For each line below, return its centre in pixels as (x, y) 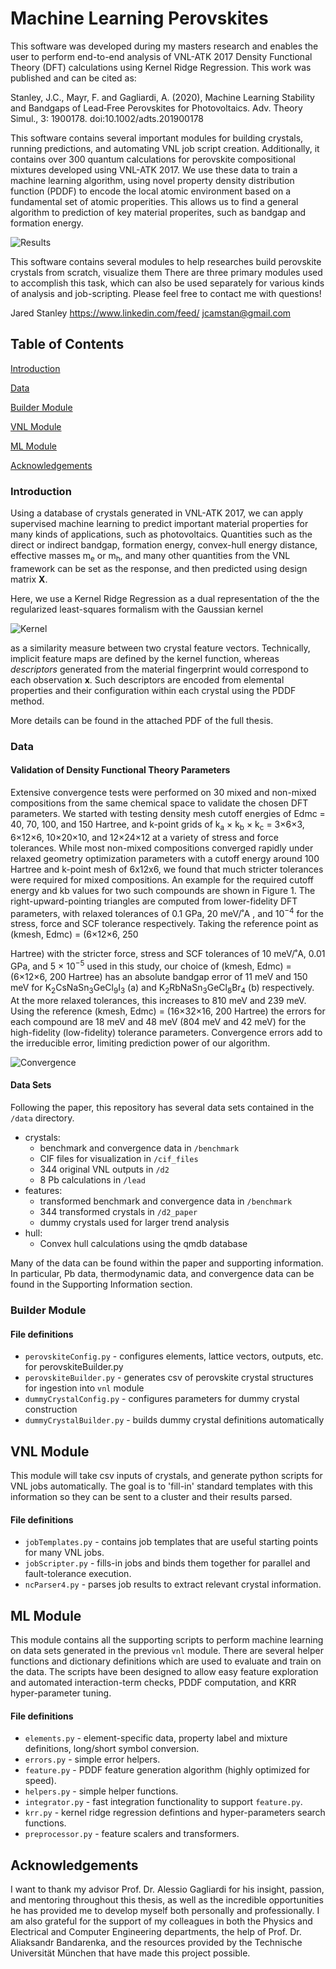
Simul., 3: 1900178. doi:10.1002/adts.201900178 (107, 118)
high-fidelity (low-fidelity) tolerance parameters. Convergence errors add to (166, 1032)
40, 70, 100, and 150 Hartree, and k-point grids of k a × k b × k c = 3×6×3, (157, 825)
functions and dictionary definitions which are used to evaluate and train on (166, 1661)
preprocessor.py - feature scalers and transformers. (132, 1834)
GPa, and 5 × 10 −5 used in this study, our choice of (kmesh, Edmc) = (151, 965)
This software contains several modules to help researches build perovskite (166, 261)
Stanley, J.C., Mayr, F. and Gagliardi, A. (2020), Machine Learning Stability (162, 97)
